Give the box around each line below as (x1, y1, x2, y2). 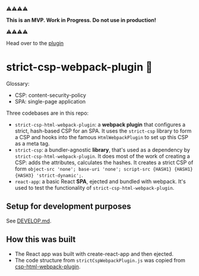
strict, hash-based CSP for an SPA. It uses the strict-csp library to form (14, 127, 192, 134)
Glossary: (6, 80, 30, 87)
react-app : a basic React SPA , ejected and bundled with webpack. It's (14, 178, 186, 185)
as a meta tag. (14, 140, 50, 147)
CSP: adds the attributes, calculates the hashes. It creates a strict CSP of (14, 159, 194, 166)
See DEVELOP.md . (6, 217, 52, 224)
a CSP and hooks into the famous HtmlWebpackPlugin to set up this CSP (14, 133, 188, 140)
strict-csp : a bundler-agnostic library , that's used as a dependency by (14, 146, 190, 153)
